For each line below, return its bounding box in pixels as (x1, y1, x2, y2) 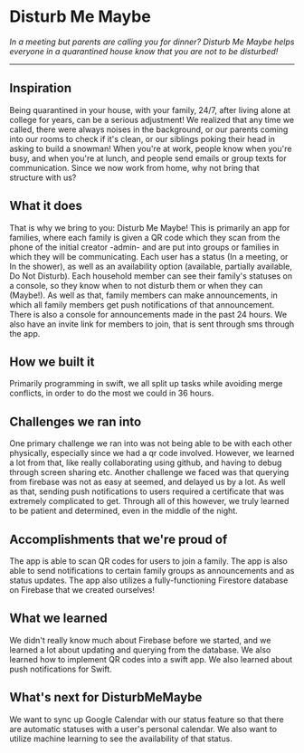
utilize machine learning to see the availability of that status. (9, 733, 233, 744)
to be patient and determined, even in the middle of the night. (9, 505, 238, 517)
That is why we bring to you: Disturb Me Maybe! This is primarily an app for (9, 222, 290, 233)
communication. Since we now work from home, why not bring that (9, 162, 260, 173)
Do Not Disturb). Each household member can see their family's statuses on (9, 270, 292, 281)
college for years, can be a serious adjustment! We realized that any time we (9, 114, 295, 125)
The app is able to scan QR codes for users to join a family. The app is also (9, 556, 288, 567)
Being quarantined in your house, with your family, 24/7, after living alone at (9, 104, 291, 115)
